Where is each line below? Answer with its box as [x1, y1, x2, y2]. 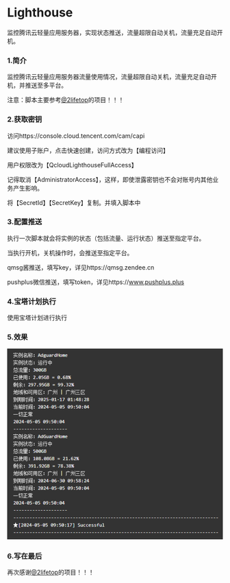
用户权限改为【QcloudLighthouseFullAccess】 [7, 160, 138, 169]
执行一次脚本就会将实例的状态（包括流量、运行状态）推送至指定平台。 [7, 234, 205, 242]
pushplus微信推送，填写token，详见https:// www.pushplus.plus [7, 278, 185, 286]
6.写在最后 [7, 551, 42, 561]
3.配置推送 [7, 217, 42, 227]
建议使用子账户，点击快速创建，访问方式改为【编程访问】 [7, 146, 169, 154]
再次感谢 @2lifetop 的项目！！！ [7, 568, 94, 577]
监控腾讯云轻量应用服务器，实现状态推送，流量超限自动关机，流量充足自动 [7, 28, 217, 36]
